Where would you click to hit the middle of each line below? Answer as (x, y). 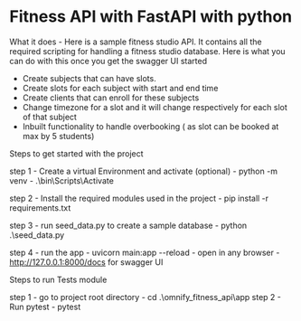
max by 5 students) (58, 136)
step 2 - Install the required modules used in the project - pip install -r (139, 198)
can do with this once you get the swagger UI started (108, 61)
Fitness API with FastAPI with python (151, 17)
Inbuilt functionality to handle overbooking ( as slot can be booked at (150, 126)
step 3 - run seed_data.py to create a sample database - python (128, 225)
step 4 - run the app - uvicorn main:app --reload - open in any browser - (145, 252)
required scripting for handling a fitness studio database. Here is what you (148, 51)
